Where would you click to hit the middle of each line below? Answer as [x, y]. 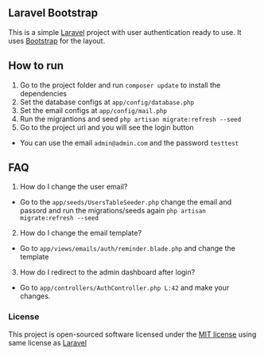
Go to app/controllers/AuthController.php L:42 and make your [124, 288]
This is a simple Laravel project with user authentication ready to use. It [125, 32]
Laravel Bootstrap [53, 13]
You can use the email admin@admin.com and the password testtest [129, 142]
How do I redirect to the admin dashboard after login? [107, 272]
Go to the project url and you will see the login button [107, 127]
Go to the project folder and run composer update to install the [120, 85]
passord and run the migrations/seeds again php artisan [113, 211]
